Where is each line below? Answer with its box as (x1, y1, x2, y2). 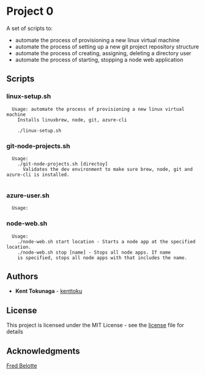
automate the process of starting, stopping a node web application (15, 56, 184, 63)
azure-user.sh (6, 191, 50, 200)
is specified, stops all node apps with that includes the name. (17, 254, 188, 261)
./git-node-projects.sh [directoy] (17, 161, 108, 167)
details (6, 328, 23, 335)
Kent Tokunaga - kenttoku (15, 287, 83, 295)
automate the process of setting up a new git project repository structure (15, 43, 199, 50)
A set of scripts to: (6, 25, 53, 32)
